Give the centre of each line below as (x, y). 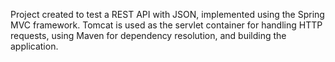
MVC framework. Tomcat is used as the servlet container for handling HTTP (166, 25)
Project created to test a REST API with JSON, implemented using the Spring (167, 14)
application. (34, 46)
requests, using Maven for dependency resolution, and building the (148, 35)
